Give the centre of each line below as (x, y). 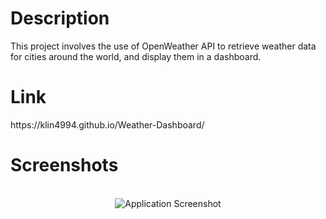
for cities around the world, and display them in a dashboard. (136, 56)
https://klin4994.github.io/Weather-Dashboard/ (107, 124)
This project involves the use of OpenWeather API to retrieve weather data (163, 46)
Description (60, 18)
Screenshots (64, 165)
